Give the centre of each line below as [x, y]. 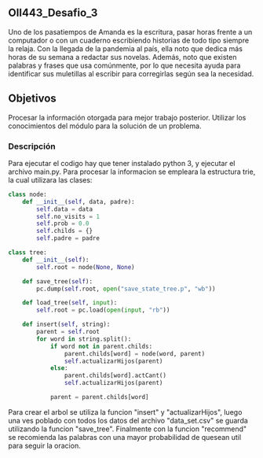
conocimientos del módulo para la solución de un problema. [105, 126]
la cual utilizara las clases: [50, 179]
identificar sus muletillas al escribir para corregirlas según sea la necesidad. [131, 73]
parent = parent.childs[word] [99, 397]
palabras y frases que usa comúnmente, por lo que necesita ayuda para [124, 65]
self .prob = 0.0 [63, 223]
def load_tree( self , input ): [70, 303]
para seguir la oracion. [44, 445]
